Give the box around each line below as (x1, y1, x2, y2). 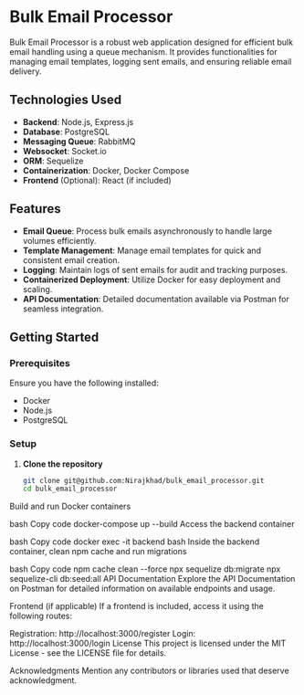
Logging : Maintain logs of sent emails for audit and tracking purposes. (22, 264, 288, 275)
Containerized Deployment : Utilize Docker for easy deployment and (22, 274, 281, 285)
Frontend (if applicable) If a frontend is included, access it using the (9, 601, 265, 612)
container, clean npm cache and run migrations (9, 546, 187, 557)
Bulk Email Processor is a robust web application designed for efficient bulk (9, 37, 294, 47)
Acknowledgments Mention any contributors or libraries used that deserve (9, 665, 289, 677)
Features (9, 201, 61, 216)
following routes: (9, 610, 73, 622)
